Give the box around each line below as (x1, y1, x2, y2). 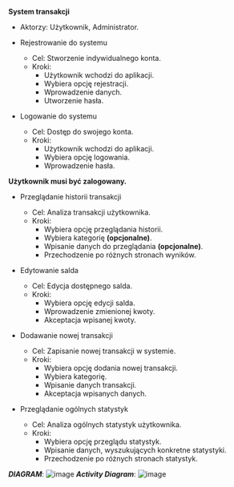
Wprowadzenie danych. (43, 87, 123, 97)
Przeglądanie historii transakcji (19, 192, 122, 201)
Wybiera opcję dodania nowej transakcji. (43, 364, 179, 372)
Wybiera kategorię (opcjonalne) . (43, 233, 152, 243)
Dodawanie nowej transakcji (19, 331, 114, 340)
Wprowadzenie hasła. (43, 161, 115, 171)
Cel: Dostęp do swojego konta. (31, 127, 134, 136)
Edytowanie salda (19, 266, 79, 275)
